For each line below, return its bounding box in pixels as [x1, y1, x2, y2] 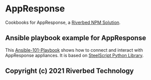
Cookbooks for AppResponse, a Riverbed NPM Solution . [5, 19, 121, 25]
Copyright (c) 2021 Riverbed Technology [5, 67, 134, 75]
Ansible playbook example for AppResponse [5, 34, 146, 42]
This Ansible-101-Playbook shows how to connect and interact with [5, 47, 143, 53]
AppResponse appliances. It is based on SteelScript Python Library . [5, 52, 144, 58]
